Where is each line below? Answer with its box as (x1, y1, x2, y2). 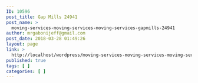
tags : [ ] (6, 63, 31, 69)
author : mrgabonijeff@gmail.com (6, 30, 85, 36)
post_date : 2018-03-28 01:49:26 (6, 36, 85, 41)
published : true (6, 57, 46, 63)
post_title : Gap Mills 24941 (6, 14, 78, 20)
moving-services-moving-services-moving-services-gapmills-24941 (11, 25, 176, 31)
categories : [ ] (6, 68, 46, 74)
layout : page (6, 41, 38, 47)
